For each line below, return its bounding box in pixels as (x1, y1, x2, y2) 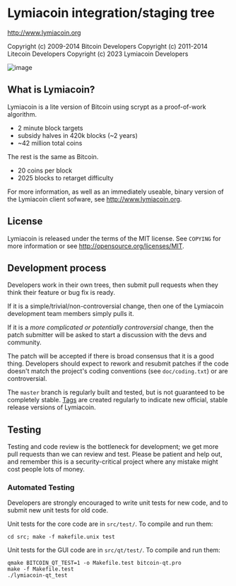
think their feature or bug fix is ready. (7, 288, 115, 297)
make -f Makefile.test (7, 566, 74, 573)
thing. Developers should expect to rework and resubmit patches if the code (7, 359, 229, 368)
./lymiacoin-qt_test (7, 572, 69, 579)
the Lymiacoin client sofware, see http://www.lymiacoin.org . (7, 194, 182, 203)
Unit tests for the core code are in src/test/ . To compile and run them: (7, 520, 213, 528)
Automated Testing (7, 483, 75, 493)
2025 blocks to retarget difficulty (17, 173, 114, 182)
